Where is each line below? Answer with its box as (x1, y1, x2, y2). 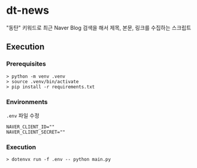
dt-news (6, 4, 50, 17)
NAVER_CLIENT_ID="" (6, 124, 55, 130)
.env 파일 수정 (6, 112, 40, 119)
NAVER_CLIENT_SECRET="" (6, 129, 66, 135)
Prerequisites (6, 60, 46, 68)
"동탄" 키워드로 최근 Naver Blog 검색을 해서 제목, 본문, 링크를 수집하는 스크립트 (6, 24, 192, 31)
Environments (6, 97, 48, 106)
